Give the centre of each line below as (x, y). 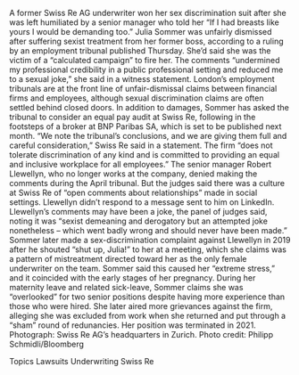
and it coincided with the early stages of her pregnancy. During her (133, 278)
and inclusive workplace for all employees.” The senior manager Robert (141, 164)
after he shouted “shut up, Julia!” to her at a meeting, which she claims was (148, 249)
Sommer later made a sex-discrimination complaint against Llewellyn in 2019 (150, 240)
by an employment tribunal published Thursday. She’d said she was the (140, 51)
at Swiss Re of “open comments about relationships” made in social (133, 192)
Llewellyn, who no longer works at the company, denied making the (133, 174)
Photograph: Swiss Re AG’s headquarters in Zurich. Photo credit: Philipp (141, 334)
